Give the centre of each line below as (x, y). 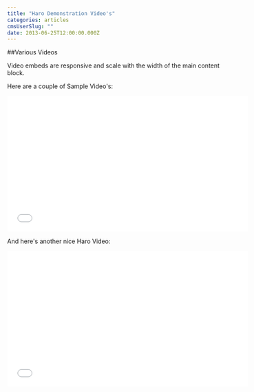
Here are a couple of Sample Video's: (60, 86)
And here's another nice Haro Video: (59, 241)
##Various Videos (32, 52)
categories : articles (38, 20)
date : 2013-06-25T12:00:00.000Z (53, 33)
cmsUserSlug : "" (30, 26)
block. (16, 73)
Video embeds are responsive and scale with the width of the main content (114, 65)
